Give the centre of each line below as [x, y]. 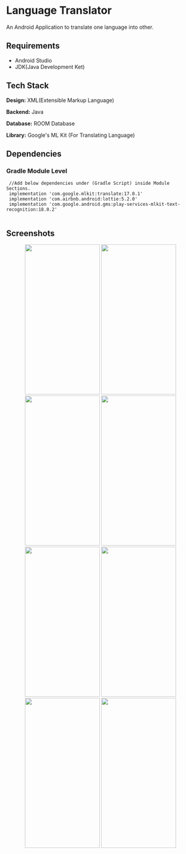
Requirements [33, 46]
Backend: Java [25, 112]
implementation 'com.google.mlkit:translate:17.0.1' [76, 194]
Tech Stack [28, 86]
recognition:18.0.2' [32, 210]
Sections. [19, 189]
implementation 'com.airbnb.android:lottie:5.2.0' [73, 199]
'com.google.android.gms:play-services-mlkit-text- [115, 205]
